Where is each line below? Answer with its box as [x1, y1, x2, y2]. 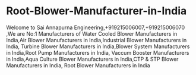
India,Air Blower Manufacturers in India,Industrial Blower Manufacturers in [6, 36, 187, 43]
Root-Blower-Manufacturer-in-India [6, 4, 187, 18]
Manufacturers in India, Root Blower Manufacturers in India [6, 61, 150, 69]
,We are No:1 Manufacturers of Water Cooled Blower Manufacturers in [6, 30, 178, 37]
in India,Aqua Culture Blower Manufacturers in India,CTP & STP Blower [6, 55, 179, 62]
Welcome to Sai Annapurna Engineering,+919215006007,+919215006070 [6, 24, 185, 31]
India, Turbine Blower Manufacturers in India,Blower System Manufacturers [6, 43, 190, 50]
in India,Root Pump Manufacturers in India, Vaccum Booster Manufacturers [6, 49, 189, 56]
